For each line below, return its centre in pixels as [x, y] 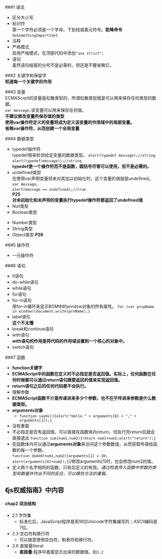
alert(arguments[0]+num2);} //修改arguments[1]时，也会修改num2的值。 [84, 461]
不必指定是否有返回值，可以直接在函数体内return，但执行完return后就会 [83, 432]
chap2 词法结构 [21, 503]
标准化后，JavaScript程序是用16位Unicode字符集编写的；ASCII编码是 [88, 521]
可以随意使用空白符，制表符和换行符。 [57, 540]
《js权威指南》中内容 [35, 490]
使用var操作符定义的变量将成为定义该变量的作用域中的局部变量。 [70, 122]
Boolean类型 [24, 212]
